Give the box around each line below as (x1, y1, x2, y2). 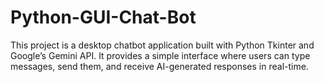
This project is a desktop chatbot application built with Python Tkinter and (10, 39, 315, 51)
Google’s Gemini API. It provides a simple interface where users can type (10, 49, 311, 61)
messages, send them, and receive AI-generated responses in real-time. (10, 60, 309, 72)
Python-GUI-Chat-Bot (10, 6, 197, 29)
